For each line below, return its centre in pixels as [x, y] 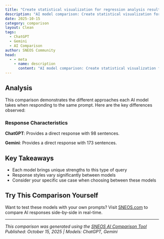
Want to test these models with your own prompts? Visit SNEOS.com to [76, 207]
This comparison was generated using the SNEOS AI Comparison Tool [76, 226]
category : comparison [27, 23]
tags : [10, 32]
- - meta [18, 59]
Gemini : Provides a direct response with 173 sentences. [61, 143]
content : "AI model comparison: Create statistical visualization [87, 69]
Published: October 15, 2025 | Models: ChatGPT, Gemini [61, 231]
